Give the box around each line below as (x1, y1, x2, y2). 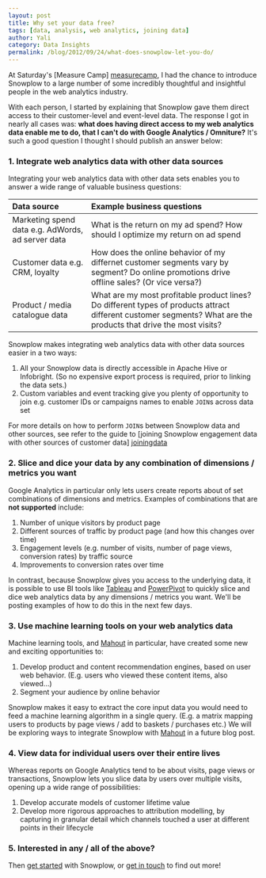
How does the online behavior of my (90, 247, 226, 258)
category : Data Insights (8, 41, 90, 49)
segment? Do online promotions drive (90, 267, 231, 278)
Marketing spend (12, 215, 75, 226)
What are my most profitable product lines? (90, 290, 252, 301)
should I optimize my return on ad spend (90, 229, 241, 240)
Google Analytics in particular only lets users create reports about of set (8, 485, 244, 495)
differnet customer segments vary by (90, 257, 230, 268)
